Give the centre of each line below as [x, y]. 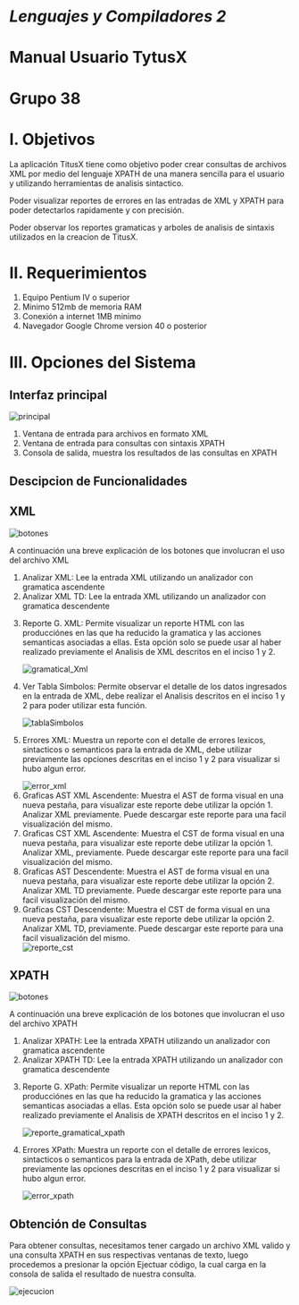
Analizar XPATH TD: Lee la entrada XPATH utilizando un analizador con [153, 1060]
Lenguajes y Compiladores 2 [118, 17]
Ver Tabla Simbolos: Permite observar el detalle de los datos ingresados [154, 686]
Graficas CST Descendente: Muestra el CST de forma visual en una [146, 909]
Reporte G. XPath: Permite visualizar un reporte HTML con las [136, 1087]
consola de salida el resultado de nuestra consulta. [103, 1274]
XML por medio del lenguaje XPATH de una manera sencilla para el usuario [147, 174]
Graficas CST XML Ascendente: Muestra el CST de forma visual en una [153, 833]
